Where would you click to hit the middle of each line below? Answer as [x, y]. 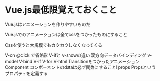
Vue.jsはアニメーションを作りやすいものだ [48, 24]
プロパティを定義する [26, 73]
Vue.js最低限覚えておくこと [61, 10]
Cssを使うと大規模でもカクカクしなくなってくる [54, 45]
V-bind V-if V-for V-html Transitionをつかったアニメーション [79, 61]
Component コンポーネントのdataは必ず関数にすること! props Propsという [80, 67]
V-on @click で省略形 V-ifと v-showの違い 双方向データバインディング [76, 55]
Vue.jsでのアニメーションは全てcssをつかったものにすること [66, 34]
